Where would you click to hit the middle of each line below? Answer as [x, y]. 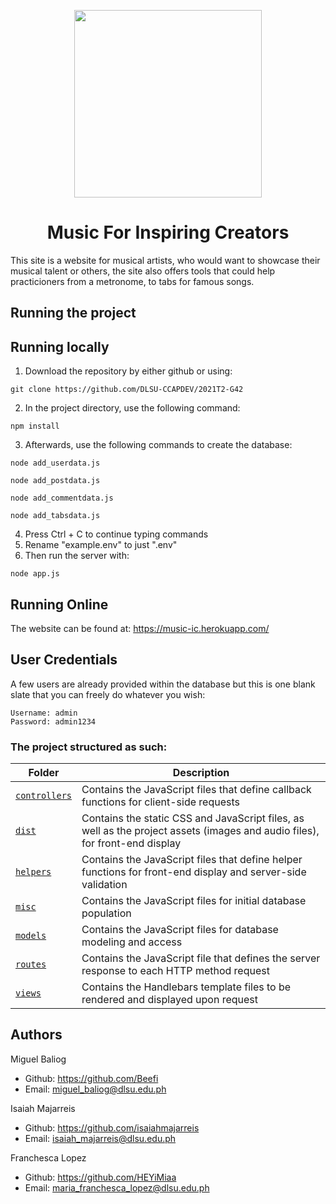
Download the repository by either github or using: [128, 371]
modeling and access [132, 942]
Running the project [73, 313]
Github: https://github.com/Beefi [91, 1078]
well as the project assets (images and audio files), [200, 831]
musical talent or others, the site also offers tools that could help [143, 271]
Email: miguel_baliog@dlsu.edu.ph [95, 1089]
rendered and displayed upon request [169, 1000]
